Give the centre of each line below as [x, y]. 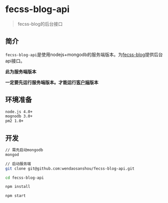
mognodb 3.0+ [19, 116]
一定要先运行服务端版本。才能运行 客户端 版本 [52, 82]
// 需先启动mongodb [24, 150]
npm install [18, 187]
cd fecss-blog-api [25, 178]
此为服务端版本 [21, 71]
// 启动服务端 [18, 164]
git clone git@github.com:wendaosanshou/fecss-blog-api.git [70, 168]
